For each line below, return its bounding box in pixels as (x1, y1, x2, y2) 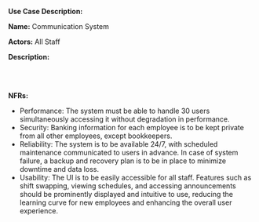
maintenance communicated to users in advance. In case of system (19, 148, 239, 157)
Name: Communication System (8, 22, 110, 31)
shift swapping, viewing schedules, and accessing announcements (19, 181, 237, 191)
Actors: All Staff (8, 37, 60, 46)
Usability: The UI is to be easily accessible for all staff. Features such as (19, 173, 252, 182)
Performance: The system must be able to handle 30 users (19, 106, 210, 115)
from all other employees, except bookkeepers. (19, 131, 173, 140)
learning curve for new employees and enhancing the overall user (19, 198, 232, 207)
